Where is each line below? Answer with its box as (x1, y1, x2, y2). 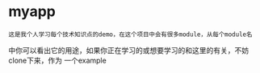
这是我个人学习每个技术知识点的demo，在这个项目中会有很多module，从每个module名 (8, 30, 253, 39)
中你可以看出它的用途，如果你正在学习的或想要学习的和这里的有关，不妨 (8, 45, 249, 55)
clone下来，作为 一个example (8, 55, 107, 65)
